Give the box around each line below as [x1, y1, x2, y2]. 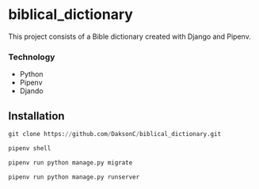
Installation [8, 109, 65, 123]
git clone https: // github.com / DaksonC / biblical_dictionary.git [8, 130, 222, 138]
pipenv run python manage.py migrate [8, 158, 133, 167]
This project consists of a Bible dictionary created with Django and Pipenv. [8, 32, 251, 41]
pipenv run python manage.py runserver [8, 172, 140, 181]
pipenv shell [8, 144, 51, 152]
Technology [8, 51, 55, 62]
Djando [19, 86, 44, 96]
